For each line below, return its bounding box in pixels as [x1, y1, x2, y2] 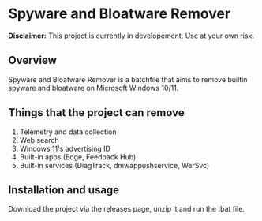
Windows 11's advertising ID [19, 144, 110, 153]
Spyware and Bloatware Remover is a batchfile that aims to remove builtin [8, 74, 248, 84]
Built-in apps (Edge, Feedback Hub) [19, 152, 137, 162]
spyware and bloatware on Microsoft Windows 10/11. [8, 83, 179, 92]
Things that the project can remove [8, 106, 185, 119]
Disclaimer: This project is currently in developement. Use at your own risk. [8, 31, 255, 40]
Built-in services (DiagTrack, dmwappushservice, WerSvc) [19, 160, 210, 170]
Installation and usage [8, 183, 120, 197]
